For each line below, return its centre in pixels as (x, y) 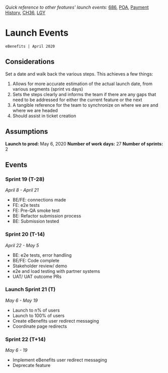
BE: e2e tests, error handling (42, 255)
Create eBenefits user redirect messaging (56, 321)
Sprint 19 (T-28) (25, 179)
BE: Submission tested (36, 221)
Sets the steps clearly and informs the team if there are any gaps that (84, 94)
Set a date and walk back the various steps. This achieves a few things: (79, 74)
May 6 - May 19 (22, 300)
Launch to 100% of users (38, 315)
